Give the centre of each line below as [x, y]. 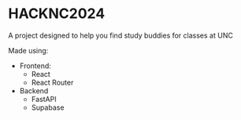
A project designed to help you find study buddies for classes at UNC [121, 35]
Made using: [28, 50]
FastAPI [44, 99]
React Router [52, 82]
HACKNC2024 [57, 14]
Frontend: [35, 65]
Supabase [48, 107]
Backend [34, 90]
